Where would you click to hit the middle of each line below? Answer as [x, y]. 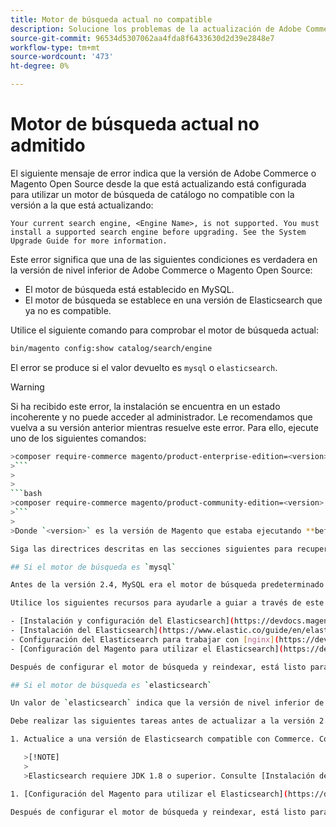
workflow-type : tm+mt [55, 47]
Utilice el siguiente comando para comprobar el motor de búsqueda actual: [165, 330]
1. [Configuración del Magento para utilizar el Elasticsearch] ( [149, 794]
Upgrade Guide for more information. [89, 241]
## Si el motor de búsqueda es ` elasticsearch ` [111, 685]
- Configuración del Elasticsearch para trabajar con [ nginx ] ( [145, 639]
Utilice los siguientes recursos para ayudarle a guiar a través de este [167, 603]
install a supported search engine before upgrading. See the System [158, 232]
